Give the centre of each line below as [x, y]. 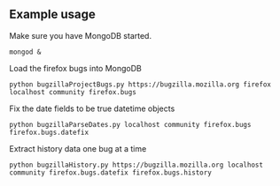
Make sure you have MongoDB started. [81, 35]
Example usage [52, 15]
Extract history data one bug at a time [78, 148]
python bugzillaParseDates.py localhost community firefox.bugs [130, 124]
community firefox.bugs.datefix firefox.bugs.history [111, 172]
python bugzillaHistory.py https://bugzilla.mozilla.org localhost [136, 165]
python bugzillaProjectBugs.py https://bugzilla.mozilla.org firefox [140, 84]
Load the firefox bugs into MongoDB [75, 68]
